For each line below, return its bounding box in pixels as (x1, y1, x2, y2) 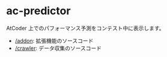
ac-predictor (6, 4, 71, 18)
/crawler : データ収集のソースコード (14, 45, 102, 52)
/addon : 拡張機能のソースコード (14, 37, 94, 44)
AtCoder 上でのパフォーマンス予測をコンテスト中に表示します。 (6, 24, 165, 31)
